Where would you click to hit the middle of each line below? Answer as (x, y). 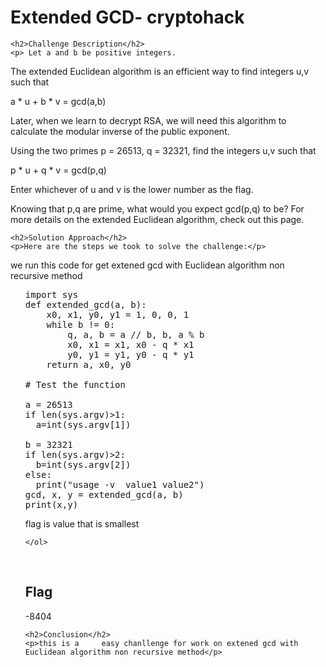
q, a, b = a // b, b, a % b (136, 334)
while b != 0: (81, 324)
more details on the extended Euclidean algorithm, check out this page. (157, 219)
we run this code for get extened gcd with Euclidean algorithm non (147, 265)
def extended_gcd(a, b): (85, 304)
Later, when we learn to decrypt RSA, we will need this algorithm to (148, 120)
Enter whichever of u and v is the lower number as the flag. (132, 189)
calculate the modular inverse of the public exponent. (120, 131)
